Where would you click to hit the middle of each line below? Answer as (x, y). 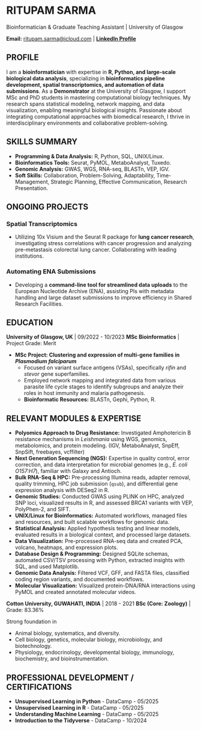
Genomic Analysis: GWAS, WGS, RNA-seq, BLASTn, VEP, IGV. (92, 169)
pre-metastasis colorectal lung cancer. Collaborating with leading (96, 250)
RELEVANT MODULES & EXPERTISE (74, 418)
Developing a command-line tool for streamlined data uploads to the (101, 285)
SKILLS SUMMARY (42, 142)
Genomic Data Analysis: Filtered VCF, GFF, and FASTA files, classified (102, 573)
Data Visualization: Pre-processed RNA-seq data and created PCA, (99, 541)
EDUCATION (30, 322)
